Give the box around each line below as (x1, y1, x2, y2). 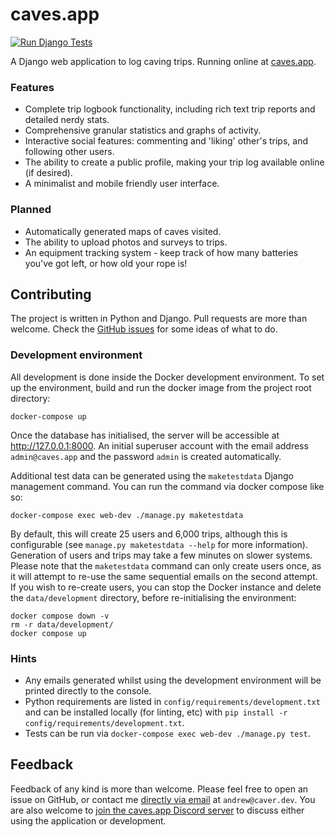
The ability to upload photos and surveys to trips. (24, 236, 228, 248)
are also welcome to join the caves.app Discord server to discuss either (10, 804, 305, 816)
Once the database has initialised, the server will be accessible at (10, 429, 280, 441)
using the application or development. (10, 814, 167, 827)
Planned (10, 203, 52, 217)
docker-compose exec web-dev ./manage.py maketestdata (10, 510, 244, 520)
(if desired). (24, 167, 73, 179)
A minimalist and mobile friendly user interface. (24, 178, 220, 190)
